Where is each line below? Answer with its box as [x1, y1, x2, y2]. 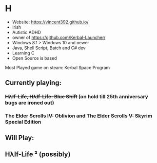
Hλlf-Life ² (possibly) [5, 150, 71, 158]
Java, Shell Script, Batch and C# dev [12, 45, 86, 51]
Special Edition [5, 119, 41, 126]
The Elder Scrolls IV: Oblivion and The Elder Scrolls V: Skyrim [5, 112, 153, 119]
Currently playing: [5, 79, 62, 87]
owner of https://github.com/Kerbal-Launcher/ [12, 35, 106, 40]
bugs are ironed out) [5, 99, 55, 106]
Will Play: [5, 133, 34, 142]
